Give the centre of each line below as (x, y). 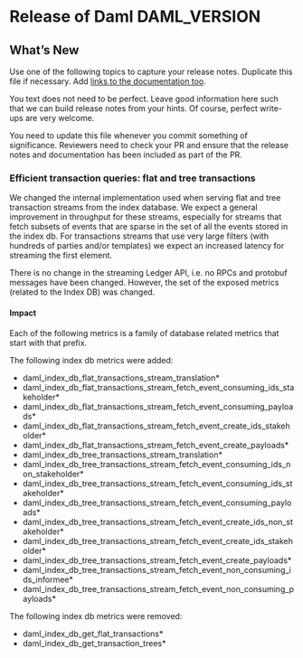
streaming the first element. (61, 256)
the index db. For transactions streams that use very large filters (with (139, 236)
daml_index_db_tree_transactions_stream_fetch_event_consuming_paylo (157, 503)
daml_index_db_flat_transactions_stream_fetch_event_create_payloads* (156, 445)
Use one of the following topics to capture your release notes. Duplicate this (151, 71)
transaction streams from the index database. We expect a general (133, 207)
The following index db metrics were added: (91, 360)
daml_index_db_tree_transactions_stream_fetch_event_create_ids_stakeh (158, 540)
